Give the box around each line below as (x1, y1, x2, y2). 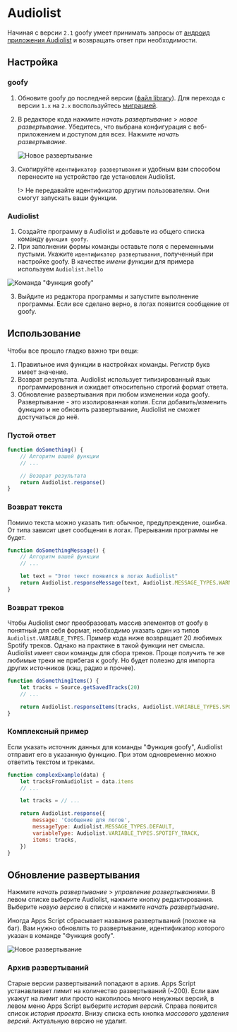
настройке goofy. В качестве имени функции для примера (17, 257, 195, 266)
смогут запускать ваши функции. (17, 193, 118, 202)
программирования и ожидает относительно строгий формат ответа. (17, 382, 229, 391)
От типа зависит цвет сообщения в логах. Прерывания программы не (7, 525, 219, 534)
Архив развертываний (7, 963, 90, 973)
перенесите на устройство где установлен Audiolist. (17, 172, 176, 181)
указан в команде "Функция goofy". (7, 932, 115, 940)
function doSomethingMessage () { (7, 546, 106, 554)
